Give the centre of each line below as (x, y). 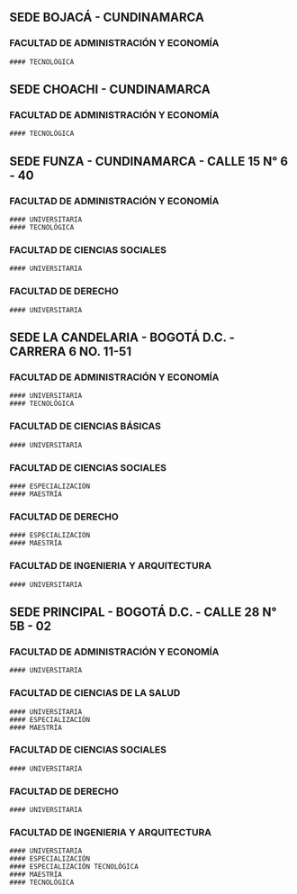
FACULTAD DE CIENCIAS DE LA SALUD (95, 693)
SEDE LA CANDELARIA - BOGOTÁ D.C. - (122, 338)
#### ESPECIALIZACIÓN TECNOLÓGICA (74, 867)
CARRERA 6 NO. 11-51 (71, 352)
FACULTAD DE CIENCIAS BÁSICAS (85, 427)
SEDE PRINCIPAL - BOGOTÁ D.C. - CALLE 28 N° (143, 612)
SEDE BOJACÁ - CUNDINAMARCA (107, 18)
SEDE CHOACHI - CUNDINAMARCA (110, 90)
